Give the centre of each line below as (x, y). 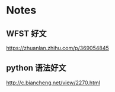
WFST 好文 (26, 33)
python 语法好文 (36, 68)
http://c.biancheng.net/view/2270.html (53, 83)
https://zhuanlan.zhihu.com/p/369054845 (58, 48)
